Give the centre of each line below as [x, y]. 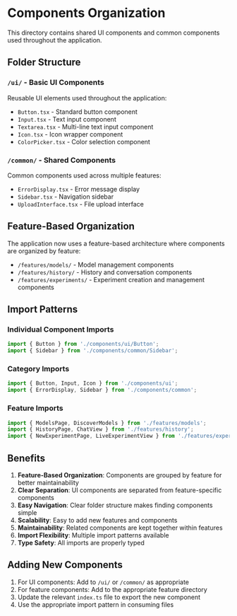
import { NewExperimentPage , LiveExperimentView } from [91, 436]
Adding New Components [65, 565]
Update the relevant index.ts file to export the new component [109, 597]
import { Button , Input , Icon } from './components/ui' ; [93, 383]
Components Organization [86, 13]
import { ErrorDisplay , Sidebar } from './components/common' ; [102, 390]
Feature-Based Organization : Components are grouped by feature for [120, 475]
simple [27, 512]
